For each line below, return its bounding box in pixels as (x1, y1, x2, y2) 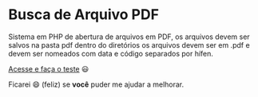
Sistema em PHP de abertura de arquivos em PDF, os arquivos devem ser (8, 32, 250, 41)
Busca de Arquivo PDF (8, 6, 160, 24)
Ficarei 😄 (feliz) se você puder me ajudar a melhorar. (8, 80, 185, 89)
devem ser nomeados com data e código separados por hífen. (8, 48, 214, 58)
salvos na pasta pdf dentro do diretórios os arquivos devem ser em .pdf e (8, 40, 250, 49)
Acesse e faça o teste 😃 (8, 64, 89, 73)
